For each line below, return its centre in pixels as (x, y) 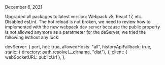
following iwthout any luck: (32, 37)
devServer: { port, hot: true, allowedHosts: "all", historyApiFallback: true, (78, 47)
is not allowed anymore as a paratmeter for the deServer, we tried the (76, 32)
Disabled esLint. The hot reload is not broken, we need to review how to (78, 22)
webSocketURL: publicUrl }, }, (35, 57)
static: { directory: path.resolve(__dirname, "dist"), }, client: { (66, 52)
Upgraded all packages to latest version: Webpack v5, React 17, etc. (74, 16)
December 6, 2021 (24, 7)
